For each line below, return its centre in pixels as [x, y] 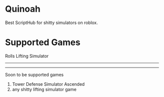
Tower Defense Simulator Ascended [48, 84]
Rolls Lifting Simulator [27, 56]
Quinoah [23, 9]
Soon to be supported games [34, 74]
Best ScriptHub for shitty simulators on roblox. [51, 23]
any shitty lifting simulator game [44, 89]
